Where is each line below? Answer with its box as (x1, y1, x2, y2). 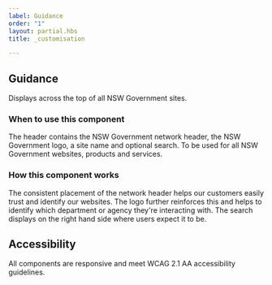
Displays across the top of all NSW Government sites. (8, 93, 188, 103)
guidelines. (8, 267, 45, 277)
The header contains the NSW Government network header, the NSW (8, 132, 241, 142)
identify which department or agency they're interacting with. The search (8, 205, 253, 215)
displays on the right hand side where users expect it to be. (8, 214, 207, 223)
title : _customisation (8, 34, 85, 43)
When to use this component (8, 113, 125, 124)
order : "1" (8, 19, 45, 28)
